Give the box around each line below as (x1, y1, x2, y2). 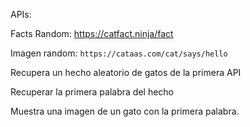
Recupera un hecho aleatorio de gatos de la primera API (10, 67, 242, 78)
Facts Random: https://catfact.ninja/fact (10, 28, 174, 39)
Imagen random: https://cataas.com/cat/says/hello (10, 47, 228, 59)
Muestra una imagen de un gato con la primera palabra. (10, 105, 240, 117)
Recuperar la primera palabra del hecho (10, 86, 175, 98)
